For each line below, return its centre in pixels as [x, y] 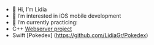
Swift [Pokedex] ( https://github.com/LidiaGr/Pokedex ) [80, 35]
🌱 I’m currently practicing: [45, 22]
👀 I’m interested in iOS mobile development [67, 16]
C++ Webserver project [42, 29]
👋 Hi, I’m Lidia [29, 9]
